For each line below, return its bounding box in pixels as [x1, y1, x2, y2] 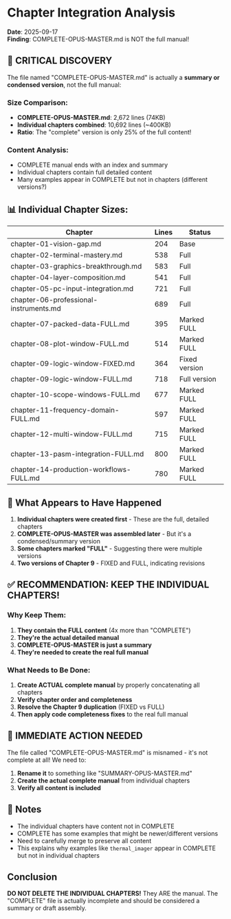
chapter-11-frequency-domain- [10, 405, 120, 415]
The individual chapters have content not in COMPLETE [16, 822, 175, 830]
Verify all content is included [16, 783, 101, 792]
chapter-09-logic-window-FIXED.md [10, 359, 135, 369]
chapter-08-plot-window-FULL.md [10, 339, 129, 349]
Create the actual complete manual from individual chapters [16, 776, 190, 785]
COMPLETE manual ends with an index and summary [16, 161, 168, 169]
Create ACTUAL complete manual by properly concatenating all [16, 681, 200, 689]
